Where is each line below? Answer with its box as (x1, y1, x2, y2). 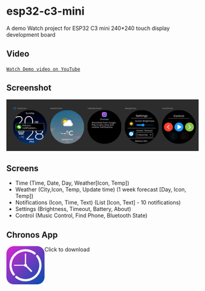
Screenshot (6, 83, 52, 93)
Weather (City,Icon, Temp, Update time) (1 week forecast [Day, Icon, (15, 186, 187, 193)
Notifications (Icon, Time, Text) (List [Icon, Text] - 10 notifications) (15, 199, 181, 206)
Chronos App (6, 229, 58, 240)
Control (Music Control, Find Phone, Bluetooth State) (15, 212, 148, 219)
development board (6, 31, 56, 38)
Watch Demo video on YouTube (6, 66, 81, 72)
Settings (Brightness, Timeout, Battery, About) (15, 205, 131, 213)
